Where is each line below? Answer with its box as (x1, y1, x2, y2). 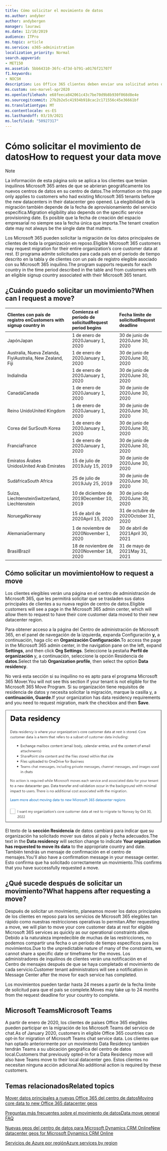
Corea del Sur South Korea (7, 425, 61, 431)
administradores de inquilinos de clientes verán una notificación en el (5, 956, 148, 962)
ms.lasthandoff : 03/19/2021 (5, 113, 64, 118)
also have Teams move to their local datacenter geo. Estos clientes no (5, 1057, 148, 1063)
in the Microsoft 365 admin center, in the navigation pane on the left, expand (5, 642, 162, 648)
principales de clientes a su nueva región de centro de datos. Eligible (5, 600, 145, 606)
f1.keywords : (5, 71, 32, 76)
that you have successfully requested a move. (5, 864, 99, 870)
